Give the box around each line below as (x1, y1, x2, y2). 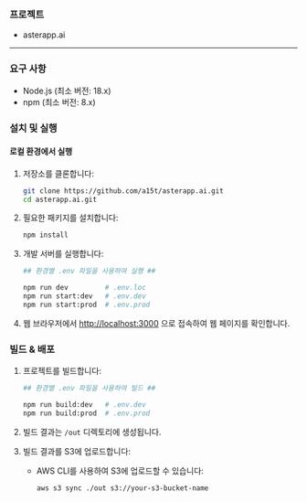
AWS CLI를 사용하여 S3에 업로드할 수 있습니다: (36, 465, 204, 476)
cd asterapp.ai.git (22, 195, 98, 204)
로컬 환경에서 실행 (9, 146, 73, 157)
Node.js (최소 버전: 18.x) (22, 85, 111, 96)
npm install (22, 230, 69, 240)
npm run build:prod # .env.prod (22, 409, 151, 418)
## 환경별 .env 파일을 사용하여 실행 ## (22, 267, 156, 276)
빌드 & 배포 (9, 343, 55, 356)
